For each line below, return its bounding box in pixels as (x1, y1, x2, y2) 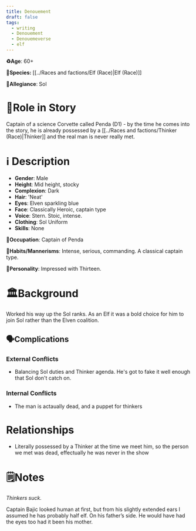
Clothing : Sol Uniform (14, 218, 68, 225)
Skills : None (14, 224, 45, 231)
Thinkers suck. (6, 494, 42, 501)
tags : (6, 19, 19, 25)
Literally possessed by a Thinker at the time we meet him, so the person (14, 443, 189, 450)
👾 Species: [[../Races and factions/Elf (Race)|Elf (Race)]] (6, 69, 142, 76)
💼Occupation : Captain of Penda (6, 236, 84, 243)
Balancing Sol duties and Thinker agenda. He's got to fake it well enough (14, 369, 191, 376)
